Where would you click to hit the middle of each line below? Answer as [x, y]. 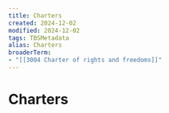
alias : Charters [35, 45]
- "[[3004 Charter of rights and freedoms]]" [85, 60]
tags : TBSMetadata [39, 38]
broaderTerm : [30, 53]
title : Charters [35, 16]
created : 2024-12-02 [43, 23]
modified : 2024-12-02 [44, 30]
